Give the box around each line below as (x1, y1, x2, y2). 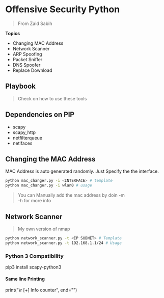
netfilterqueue (12, 134, 42, 141)
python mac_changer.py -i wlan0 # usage (5, 183, 93, 188)
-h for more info (17, 198, 51, 204)
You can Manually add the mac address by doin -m (17, 192, 125, 198)
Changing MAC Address (12, 40, 64, 46)
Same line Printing (5, 276, 45, 282)
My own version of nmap (17, 226, 70, 232)
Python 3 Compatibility (5, 252, 64, 259)
